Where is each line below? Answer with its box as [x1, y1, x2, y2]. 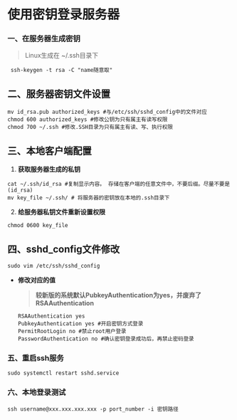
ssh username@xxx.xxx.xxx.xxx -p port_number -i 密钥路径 [7, 405, 179, 413]
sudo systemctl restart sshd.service [7, 369, 120, 377]
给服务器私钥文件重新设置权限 [17, 208, 105, 216]
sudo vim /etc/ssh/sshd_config [7, 262, 100, 269]
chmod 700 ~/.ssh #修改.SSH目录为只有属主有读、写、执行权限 [7, 124, 173, 131]
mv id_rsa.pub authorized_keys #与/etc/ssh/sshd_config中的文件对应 [7, 108, 208, 116]
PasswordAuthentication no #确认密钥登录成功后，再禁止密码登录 [17, 335, 194, 342]
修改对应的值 [17, 275, 56, 284]
